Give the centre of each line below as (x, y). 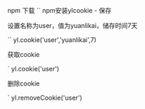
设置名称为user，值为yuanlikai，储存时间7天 (72, 26)
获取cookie (24, 54)
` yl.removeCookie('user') (45, 98)
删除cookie (24, 83)
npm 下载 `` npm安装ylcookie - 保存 (60, 10)
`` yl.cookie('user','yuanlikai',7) (52, 40)
